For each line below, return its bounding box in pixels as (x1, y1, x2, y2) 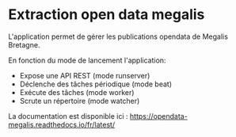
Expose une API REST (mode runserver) (19, 70, 150, 80)
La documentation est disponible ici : (8, 111, 128, 120)
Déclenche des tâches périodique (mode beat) (19, 79, 173, 89)
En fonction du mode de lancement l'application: (8, 55, 166, 65)
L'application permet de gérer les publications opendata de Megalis (8, 32, 228, 41)
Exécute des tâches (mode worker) (19, 87, 135, 97)
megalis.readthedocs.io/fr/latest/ (8, 120, 116, 129)
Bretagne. (8, 40, 40, 49)
